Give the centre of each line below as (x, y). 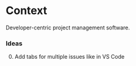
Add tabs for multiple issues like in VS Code (70, 57)
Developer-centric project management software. (68, 28)
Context (27, 11)
